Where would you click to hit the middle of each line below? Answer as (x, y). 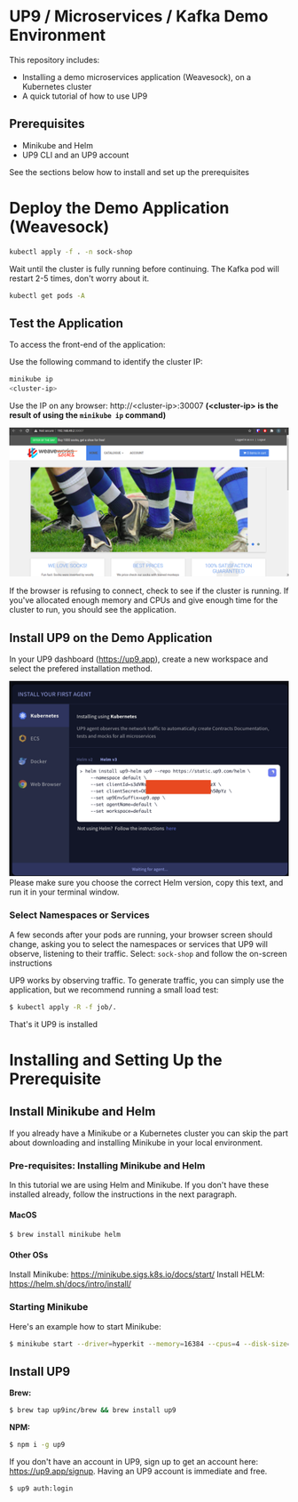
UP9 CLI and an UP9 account (75, 155)
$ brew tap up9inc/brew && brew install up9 (93, 1410)
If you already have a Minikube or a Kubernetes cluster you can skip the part (149, 1133)
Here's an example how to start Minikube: (85, 1326)
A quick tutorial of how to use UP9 (85, 96)
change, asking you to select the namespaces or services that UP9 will (139, 944)
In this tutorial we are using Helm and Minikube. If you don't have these (139, 1185)
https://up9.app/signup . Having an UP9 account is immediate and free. (138, 1471)
